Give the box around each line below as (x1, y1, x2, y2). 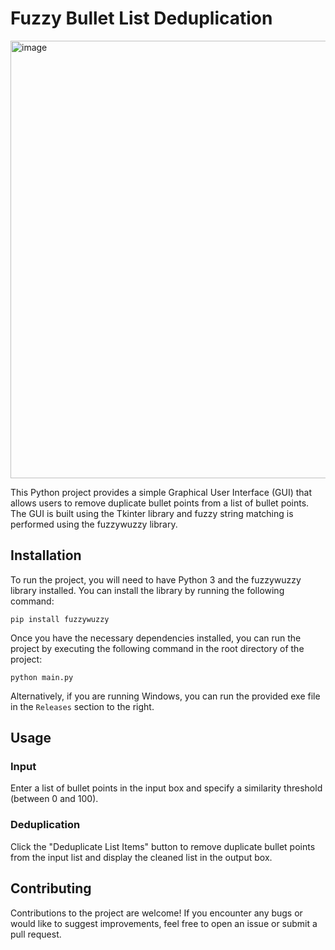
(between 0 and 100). (10, 793, 99, 805)
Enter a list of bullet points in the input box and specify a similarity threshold (10, 782, 323, 794)
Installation (10, 547, 82, 564)
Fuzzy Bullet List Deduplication (10, 7, 273, 30)
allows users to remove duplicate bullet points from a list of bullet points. (10, 497, 310, 509)
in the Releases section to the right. (10, 700, 155, 712)
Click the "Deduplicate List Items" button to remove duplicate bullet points (10, 840, 316, 852)
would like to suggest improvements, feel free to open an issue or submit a (10, 917, 318, 929)
